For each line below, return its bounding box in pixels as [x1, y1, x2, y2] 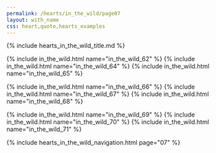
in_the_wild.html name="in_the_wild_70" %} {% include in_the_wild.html [6, 118, 209, 126]
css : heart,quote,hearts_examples [6, 23, 106, 30]
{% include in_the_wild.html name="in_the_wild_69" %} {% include [6, 110, 195, 119]
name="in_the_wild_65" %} [6, 69, 83, 78]
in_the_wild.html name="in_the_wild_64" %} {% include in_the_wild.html [6, 62, 210, 71]
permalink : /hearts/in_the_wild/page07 [6, 10, 121, 17]
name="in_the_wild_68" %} [6, 97, 83, 106]
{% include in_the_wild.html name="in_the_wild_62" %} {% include [6, 55, 195, 63]
